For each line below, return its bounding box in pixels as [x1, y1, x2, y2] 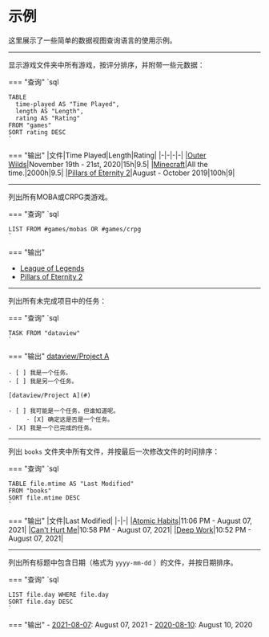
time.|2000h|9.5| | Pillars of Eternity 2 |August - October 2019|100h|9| [8, 168, 235, 178]
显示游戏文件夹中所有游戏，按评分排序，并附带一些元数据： [8, 59, 205, 69]
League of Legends [19, 263, 85, 273]
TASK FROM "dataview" [8, 329, 81, 337]
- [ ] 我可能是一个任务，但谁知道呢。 [8, 406, 120, 414]
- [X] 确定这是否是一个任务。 [26, 415, 114, 423]
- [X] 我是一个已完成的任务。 [8, 423, 96, 432]
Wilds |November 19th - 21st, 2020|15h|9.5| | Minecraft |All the [8, 159, 208, 169]
